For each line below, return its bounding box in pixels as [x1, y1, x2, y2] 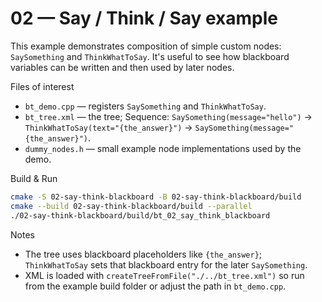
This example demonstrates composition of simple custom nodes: [10, 40, 282, 52]
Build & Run [10, 172, 58, 184]
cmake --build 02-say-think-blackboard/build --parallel [10, 201, 253, 211]
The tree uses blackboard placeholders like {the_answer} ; [24, 248, 263, 260]
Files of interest [10, 80, 75, 92]
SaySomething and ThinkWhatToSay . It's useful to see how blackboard [10, 50, 290, 62]
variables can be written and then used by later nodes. [10, 61, 235, 73]
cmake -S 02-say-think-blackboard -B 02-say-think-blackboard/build [10, 192, 302, 202]
